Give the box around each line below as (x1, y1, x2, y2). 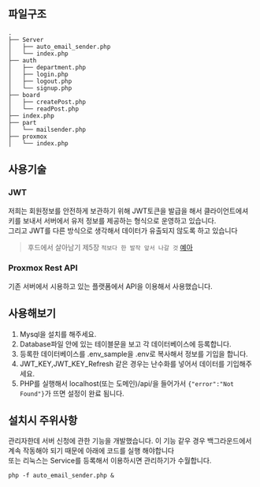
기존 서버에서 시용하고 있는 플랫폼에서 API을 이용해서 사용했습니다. (8, 281, 213, 290)
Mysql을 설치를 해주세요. (19, 329, 97, 339)
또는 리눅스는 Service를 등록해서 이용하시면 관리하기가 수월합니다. (8, 456, 212, 466)
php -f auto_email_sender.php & (8, 472, 114, 480)
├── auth (8, 56, 37, 65)
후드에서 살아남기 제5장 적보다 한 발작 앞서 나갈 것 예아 (27, 242, 193, 252)
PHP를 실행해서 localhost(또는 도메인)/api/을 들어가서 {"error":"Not (19, 378, 234, 388)
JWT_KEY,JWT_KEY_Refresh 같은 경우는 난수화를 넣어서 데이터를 (19, 358, 225, 369)
